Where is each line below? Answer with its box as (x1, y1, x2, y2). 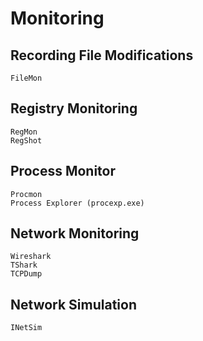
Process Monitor (10, 163, 117, 180)
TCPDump (10, 269, 43, 279)
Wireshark (10, 252, 52, 262)
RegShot (10, 135, 43, 146)
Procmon (10, 189, 43, 199)
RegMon (10, 127, 38, 137)
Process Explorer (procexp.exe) (10, 198, 145, 208)
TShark (10, 260, 38, 271)
